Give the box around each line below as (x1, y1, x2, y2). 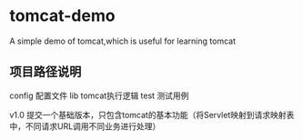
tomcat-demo (9, 5, 116, 26)
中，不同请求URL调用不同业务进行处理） (9, 120, 161, 132)
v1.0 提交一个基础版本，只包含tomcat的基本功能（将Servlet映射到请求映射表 (9, 109, 295, 120)
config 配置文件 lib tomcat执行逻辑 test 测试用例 (9, 90, 189, 101)
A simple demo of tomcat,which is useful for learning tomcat (9, 35, 237, 46)
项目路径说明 (9, 65, 82, 80)
